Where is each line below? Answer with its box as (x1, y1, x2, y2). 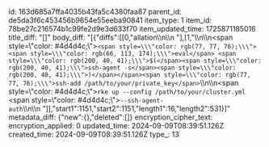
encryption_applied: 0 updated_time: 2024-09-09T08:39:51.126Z (8, 121, 225, 130)
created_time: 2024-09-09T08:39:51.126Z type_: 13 (8, 129, 179, 139)
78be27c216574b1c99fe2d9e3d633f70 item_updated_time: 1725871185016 (8, 24, 256, 33)
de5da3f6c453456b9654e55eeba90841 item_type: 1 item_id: (8, 15, 212, 25)
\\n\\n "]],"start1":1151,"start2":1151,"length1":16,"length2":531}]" (23, 104, 231, 113)
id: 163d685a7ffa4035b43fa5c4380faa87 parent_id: (8, 7, 182, 16)
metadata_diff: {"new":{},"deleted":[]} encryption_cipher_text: (8, 112, 213, 122)
